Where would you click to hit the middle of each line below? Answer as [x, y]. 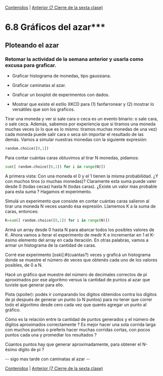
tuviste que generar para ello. [35, 285]
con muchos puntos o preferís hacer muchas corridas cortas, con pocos [78, 330]
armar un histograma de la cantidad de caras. [51, 245]
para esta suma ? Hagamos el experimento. [49, 191]
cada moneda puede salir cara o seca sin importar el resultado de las [74, 134]
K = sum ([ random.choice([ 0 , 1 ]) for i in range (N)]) [57, 220]
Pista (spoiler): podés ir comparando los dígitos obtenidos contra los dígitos [81, 294]
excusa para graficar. [31, 65]
